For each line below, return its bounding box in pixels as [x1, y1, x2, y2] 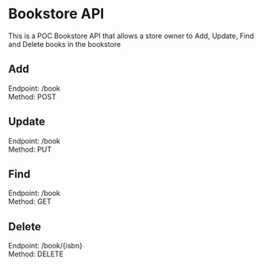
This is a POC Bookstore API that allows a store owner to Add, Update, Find [8, 31, 254, 40]
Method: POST [8, 92, 57, 102]
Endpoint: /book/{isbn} [8, 241, 83, 251]
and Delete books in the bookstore [8, 39, 121, 48]
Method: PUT [8, 144, 52, 154]
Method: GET [8, 197, 52, 206]
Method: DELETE [8, 249, 64, 259]
